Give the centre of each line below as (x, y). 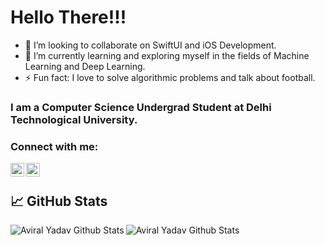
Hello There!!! (68, 17)
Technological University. (74, 119)
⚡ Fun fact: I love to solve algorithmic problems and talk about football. (170, 77)
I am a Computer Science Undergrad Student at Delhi (141, 107)
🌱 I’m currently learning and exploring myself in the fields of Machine (167, 55)
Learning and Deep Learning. (85, 66)
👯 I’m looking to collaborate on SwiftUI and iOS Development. (150, 45)
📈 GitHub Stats (59, 201)
